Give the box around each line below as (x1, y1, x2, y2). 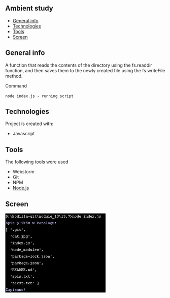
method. (5, 73, 23, 79)
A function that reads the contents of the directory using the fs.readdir (5, 62, 152, 68)
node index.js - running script (5, 94, 74, 99)
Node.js (12, 185, 29, 191)
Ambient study (5, 4, 53, 13)
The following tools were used (5, 159, 69, 165)
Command (5, 82, 27, 88)
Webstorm (12, 169, 35, 175)
